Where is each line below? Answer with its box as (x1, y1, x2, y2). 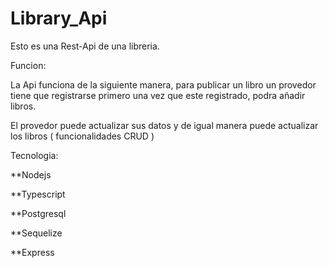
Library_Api (10, 7, 108, 30)
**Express (10, 246, 55, 258)
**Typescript (10, 188, 66, 200)
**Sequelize (10, 227, 63, 239)
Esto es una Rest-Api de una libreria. (10, 40, 160, 52)
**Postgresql (10, 207, 67, 219)
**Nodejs (10, 168, 52, 181)
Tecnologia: (10, 149, 59, 161)
